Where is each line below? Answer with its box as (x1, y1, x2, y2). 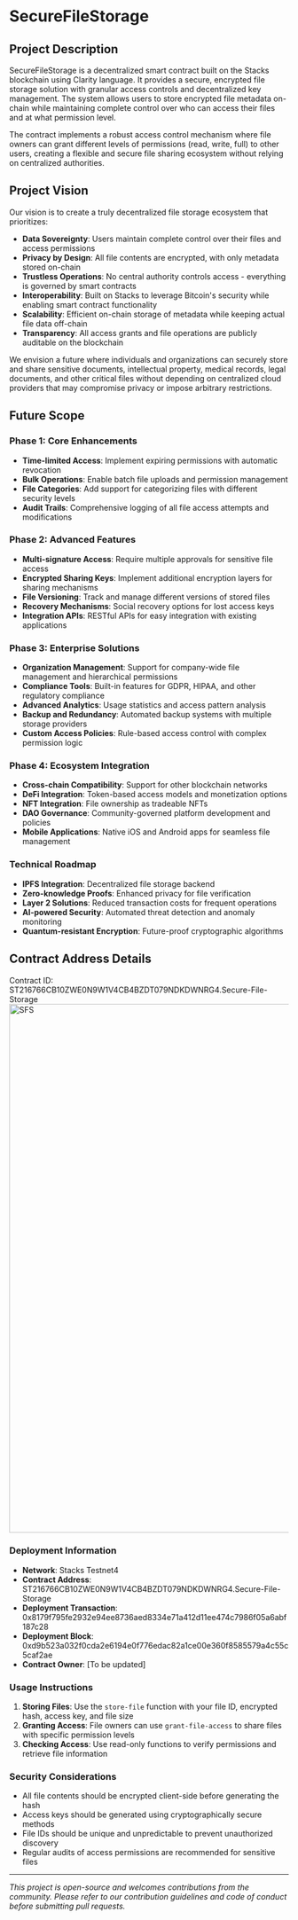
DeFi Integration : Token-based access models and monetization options (21, 789, 288, 800)
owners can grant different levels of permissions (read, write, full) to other (9, 139, 279, 149)
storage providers (21, 718, 88, 729)
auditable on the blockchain (21, 337, 124, 348)
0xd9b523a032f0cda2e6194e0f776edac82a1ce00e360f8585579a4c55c (21, 1640, 289, 1650)
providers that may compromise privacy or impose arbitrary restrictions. (9, 382, 272, 393)
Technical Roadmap (9, 858, 97, 871)
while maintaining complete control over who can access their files (30, 103, 276, 113)
